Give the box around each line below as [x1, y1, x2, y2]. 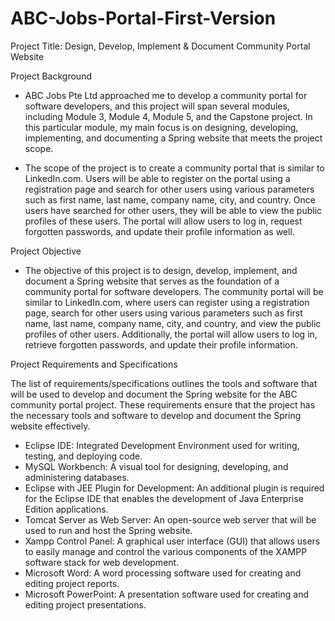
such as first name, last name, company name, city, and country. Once [24, 193, 316, 206]
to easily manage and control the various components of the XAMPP [24, 545, 308, 557]
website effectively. [10, 420, 91, 432]
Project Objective [10, 245, 82, 257]
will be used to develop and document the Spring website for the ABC [10, 388, 298, 400]
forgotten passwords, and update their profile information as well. [24, 225, 295, 237]
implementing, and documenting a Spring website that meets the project [24, 132, 323, 144]
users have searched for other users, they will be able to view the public [24, 204, 323, 216]
